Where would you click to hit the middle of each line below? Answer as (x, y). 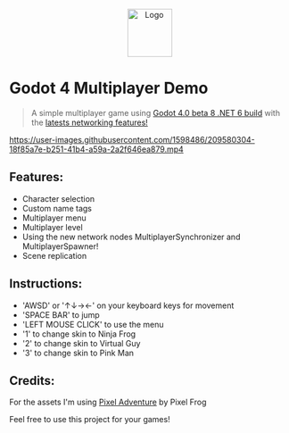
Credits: (32, 381)
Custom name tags (57, 208)
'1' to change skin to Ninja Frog (79, 334)
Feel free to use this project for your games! (90, 420)
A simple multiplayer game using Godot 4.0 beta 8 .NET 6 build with (156, 112)
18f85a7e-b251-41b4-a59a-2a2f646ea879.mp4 (97, 149)
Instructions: (46, 284)
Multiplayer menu (54, 218)
